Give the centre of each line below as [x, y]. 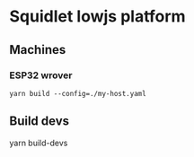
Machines [38, 50]
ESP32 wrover [41, 75]
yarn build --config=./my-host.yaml [78, 93]
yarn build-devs [39, 143]
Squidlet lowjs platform [97, 17]
